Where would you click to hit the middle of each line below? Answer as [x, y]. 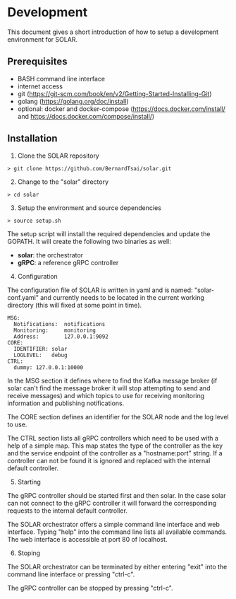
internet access [40, 86]
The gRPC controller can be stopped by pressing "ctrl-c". [91, 588]
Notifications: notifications [60, 324]
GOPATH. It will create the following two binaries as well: [89, 241]
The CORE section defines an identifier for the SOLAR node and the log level [118, 417]
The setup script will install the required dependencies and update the [109, 233]
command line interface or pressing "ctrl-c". [71, 574]
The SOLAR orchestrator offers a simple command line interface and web [114, 524]
